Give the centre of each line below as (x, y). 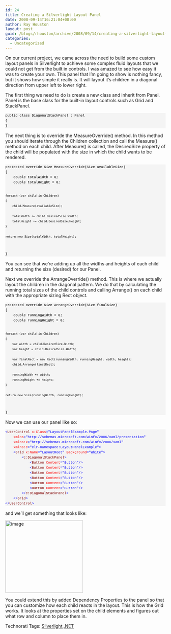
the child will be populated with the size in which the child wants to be (79, 152)
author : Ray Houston (27, 24)
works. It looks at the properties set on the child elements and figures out (82, 610)
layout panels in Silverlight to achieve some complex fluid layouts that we (82, 63)
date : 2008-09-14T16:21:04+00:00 (41, 19)
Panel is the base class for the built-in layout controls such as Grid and (79, 100)
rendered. (16, 157)
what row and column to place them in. (46, 616)
